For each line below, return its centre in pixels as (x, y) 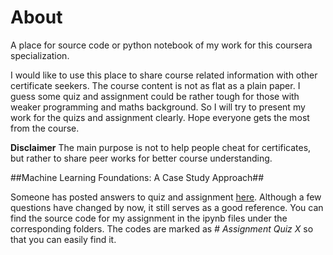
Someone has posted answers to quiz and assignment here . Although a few (166, 197)
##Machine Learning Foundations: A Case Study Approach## (137, 177)
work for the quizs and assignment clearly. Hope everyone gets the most (160, 117)
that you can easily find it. (63, 239)
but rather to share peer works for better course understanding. (141, 158)
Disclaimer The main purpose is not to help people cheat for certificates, (161, 147)
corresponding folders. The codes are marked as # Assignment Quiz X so (162, 228)
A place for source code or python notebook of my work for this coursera (161, 45)
